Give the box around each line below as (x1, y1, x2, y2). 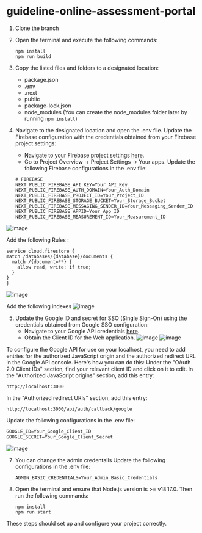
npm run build (15, 53, 51, 59)
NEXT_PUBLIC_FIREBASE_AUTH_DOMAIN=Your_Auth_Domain (15, 187, 150, 193)
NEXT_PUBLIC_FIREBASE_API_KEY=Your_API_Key (15, 181, 128, 187)
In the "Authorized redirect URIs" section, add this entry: (6, 394, 148, 401)
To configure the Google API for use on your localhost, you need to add (6, 346, 186, 353)
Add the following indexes (6, 302, 72, 310)
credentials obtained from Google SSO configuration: (15, 321, 149, 328)
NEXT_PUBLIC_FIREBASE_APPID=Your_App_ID (15, 208, 120, 214)
